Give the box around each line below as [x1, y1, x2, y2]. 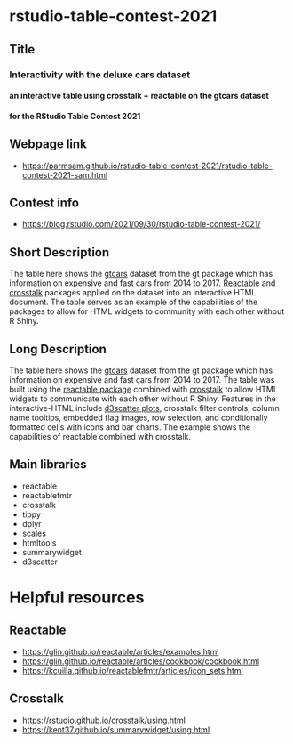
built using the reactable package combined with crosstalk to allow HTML [9, 384, 278, 394]
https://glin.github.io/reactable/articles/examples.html [21, 646, 219, 657]
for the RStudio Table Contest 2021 [9, 110, 141, 121]
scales [21, 528, 47, 538]
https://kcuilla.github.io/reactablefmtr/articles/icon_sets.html [21, 665, 243, 675]
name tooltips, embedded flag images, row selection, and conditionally [9, 412, 268, 423]
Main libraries [9, 457, 87, 473]
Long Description [9, 341, 107, 357]
